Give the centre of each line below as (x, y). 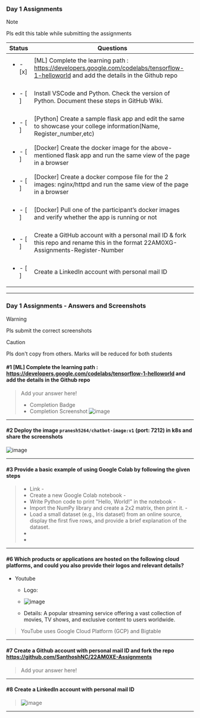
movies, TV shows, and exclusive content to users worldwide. (99, 619)
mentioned (49, 155)
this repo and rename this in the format (88, 243)
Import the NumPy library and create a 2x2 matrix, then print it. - (108, 508)
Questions (112, 48)
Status (19, 48)
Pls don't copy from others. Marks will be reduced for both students (89, 354)
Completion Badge (52, 404)
